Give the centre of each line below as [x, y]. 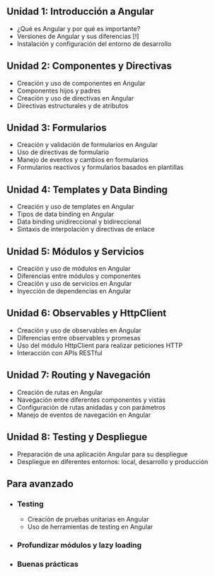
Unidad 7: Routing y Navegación [79, 375]
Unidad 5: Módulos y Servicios [75, 252]
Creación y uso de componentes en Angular [81, 83]
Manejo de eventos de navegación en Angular [84, 415]
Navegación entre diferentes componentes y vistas [91, 400]
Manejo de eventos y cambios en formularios [83, 160]
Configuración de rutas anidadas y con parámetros [91, 407]
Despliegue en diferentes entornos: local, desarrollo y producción [112, 461]
